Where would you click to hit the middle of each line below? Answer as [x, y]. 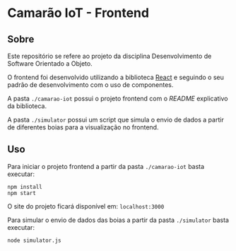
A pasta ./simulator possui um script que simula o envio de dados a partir [116, 119]
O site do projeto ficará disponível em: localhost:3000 [86, 206]
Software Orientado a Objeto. [50, 64]
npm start [22, 193]
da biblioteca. [27, 106]
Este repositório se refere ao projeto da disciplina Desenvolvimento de [110, 56]
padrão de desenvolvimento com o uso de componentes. [90, 85]
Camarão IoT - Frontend [78, 13]
